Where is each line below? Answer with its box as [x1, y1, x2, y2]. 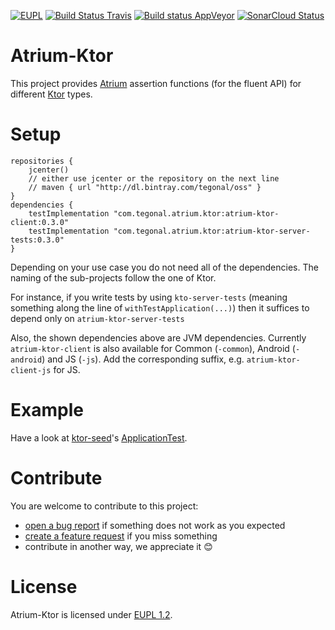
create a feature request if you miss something [24, 530, 218, 542]
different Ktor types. [10, 88, 93, 100]
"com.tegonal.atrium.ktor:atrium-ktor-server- [113, 226, 311, 236]
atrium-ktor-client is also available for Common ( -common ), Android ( [10, 342, 296, 354]
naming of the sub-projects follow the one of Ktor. [10, 271, 217, 284]
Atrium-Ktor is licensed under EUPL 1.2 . [10, 608, 173, 620]
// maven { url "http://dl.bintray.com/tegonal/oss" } [28, 182, 262, 192]
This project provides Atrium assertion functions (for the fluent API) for [10, 77, 302, 89]
